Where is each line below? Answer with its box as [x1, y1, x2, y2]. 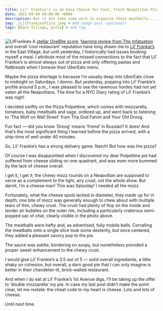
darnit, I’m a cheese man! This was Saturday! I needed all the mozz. [5, 183, 140, 189]
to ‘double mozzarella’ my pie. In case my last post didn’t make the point [5, 281, 149, 287]
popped [5, 213, 21, 219]
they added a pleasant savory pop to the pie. [5, 233, 95, 239]
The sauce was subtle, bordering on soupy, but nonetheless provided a [5, 242, 147, 248]
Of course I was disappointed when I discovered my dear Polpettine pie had [5, 153, 157, 158]
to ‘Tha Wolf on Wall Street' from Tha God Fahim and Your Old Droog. [5, 114, 144, 120]
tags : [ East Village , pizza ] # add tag [5, 25, 86, 30]
